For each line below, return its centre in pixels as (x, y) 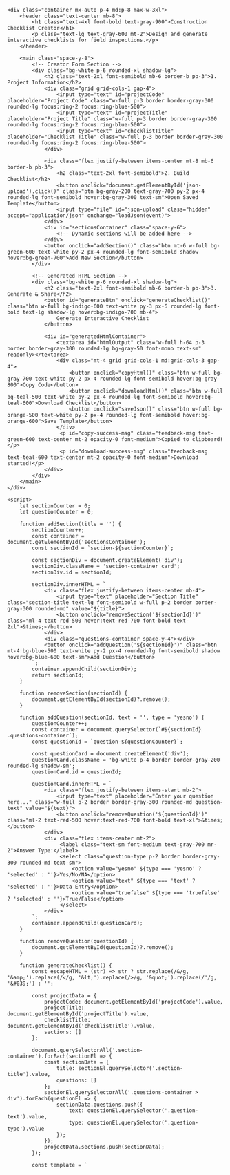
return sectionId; (58, 675)
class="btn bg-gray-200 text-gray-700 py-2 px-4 (134, 191)
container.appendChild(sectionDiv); (84, 669)
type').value (26, 1129)
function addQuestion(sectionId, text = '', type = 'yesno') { (112, 717)
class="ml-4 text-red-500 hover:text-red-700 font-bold (89, 621)
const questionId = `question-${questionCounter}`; (108, 742)
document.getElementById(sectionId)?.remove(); (101, 699)
